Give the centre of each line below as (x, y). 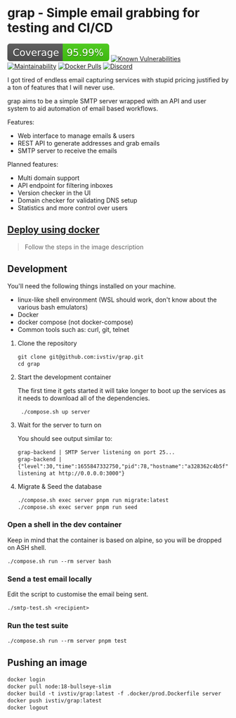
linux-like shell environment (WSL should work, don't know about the (117, 300)
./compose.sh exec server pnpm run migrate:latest (93, 500)
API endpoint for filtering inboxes (65, 185)
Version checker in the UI (54, 193)
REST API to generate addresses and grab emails (88, 143)
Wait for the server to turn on (59, 425)
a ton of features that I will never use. (61, 87)
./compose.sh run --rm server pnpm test (67, 641)
